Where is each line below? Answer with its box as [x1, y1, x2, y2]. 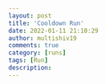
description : [8, 64, 52, 72]
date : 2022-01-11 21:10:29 [8, 26, 99, 34]
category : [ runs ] [8, 49, 67, 57]
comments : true [8, 42, 59, 50]
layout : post [8, 11, 52, 20]
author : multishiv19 [8, 34, 78, 42]
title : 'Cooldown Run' [8, 19, 84, 27]
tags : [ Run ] [8, 57, 48, 65]
